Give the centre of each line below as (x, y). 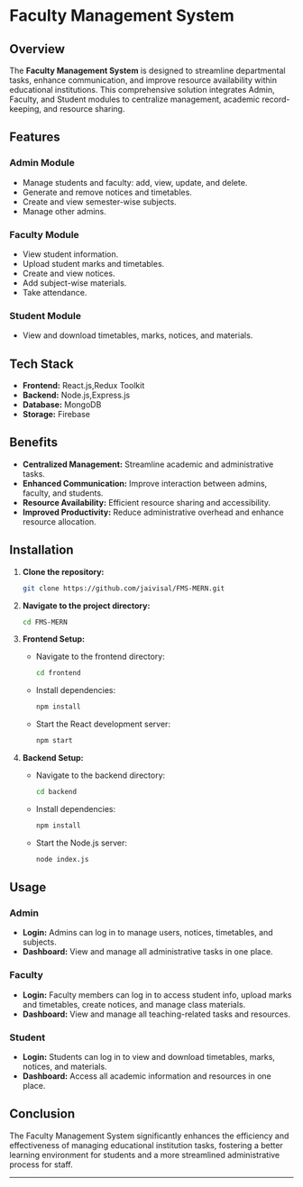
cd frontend (58, 673)
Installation (41, 550)
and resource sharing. (84, 109)
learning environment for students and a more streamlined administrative (145, 1155)
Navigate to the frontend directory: (100, 657)
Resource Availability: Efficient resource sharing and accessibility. (147, 502)
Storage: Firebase (56, 415)
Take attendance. (55, 292)
